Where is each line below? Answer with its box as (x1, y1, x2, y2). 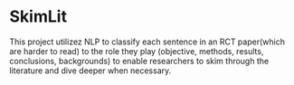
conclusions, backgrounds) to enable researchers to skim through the (9, 55, 270, 66)
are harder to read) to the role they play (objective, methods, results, (9, 45, 264, 56)
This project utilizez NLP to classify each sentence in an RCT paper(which (9, 36, 285, 47)
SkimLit (9, 6, 68, 27)
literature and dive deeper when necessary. (9, 65, 172, 76)
